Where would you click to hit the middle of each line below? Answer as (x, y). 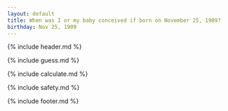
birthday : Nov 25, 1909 (42, 27)
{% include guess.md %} (43, 60)
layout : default (31, 14)
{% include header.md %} (45, 47)
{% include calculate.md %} (48, 74)
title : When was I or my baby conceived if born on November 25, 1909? (114, 20)
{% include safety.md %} (43, 88)
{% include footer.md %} (43, 101)
